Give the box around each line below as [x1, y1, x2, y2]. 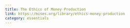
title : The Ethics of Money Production [5, 7, 86, 12]
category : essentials [5, 16, 49, 20]
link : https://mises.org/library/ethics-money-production [5, 11, 125, 16]
